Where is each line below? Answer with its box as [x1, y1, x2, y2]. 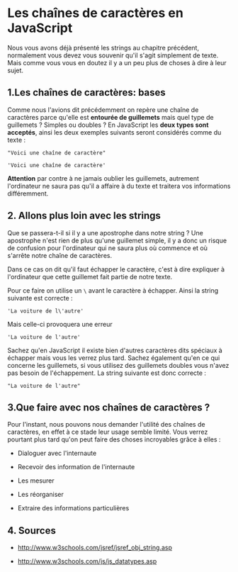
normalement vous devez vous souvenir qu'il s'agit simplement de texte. [7, 51, 219, 60]
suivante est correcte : [7, 293, 73, 302]
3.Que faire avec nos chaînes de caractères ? [7, 401, 210, 413]
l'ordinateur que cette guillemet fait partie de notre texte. [7, 272, 173, 281]
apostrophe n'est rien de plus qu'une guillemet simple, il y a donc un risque [7, 236, 227, 245]
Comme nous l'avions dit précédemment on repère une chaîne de [7, 105, 199, 114]
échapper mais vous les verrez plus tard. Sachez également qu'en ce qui [7, 353, 220, 362]
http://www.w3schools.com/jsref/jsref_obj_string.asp [17, 544, 172, 552]
